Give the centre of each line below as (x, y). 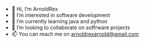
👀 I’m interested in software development (61, 15)
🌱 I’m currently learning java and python (59, 21)
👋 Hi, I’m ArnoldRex (35, 9)
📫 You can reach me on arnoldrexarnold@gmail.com (75, 34)
